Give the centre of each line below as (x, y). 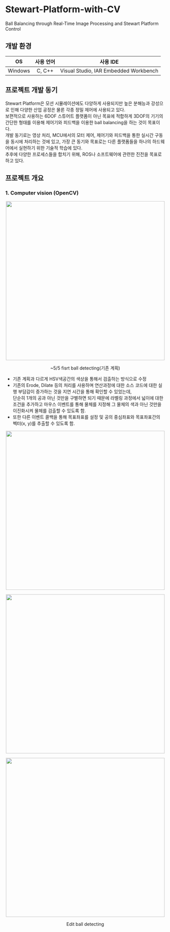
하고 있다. (15, 160)
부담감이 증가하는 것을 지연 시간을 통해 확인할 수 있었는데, (75, 392)
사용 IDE (109, 62)
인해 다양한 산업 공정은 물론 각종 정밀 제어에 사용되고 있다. (68, 109)
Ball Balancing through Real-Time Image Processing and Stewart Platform (82, 23)
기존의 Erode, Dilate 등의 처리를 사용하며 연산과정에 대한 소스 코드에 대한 (85, 385)
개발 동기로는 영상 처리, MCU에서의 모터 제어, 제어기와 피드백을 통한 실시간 (79, 135)
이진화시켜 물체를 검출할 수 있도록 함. (49, 411)
